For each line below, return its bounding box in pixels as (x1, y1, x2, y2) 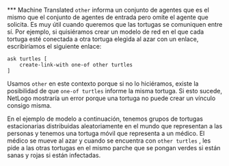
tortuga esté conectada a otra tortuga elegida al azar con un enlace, (7, 35, 199, 43)
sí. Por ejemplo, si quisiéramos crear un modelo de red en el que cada (7, 27, 204, 36)
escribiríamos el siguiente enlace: (7, 43, 102, 50)
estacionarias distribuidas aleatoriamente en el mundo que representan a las (7, 122, 223, 130)
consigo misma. (7, 102, 52, 109)
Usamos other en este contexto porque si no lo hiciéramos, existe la (7, 80, 199, 88)
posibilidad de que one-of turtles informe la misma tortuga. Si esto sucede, (7, 87, 223, 95)
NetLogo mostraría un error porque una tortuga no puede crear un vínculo (7, 94, 216, 102)
